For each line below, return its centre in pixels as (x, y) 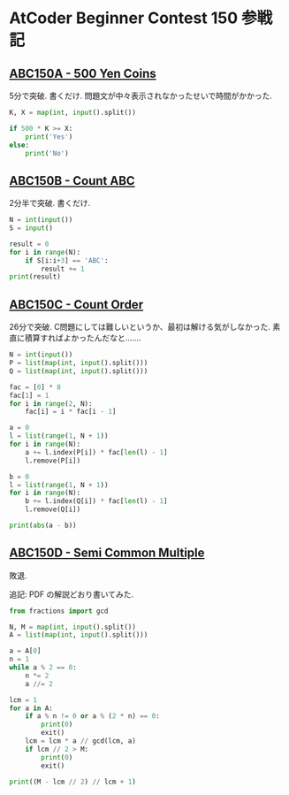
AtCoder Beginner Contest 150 (124, 18)
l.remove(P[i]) (53, 461)
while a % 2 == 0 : (43, 668)
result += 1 (63, 269)
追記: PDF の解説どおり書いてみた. (72, 594)
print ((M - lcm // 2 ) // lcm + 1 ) (73, 782)
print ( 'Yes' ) (49, 137)
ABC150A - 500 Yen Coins (83, 73)
